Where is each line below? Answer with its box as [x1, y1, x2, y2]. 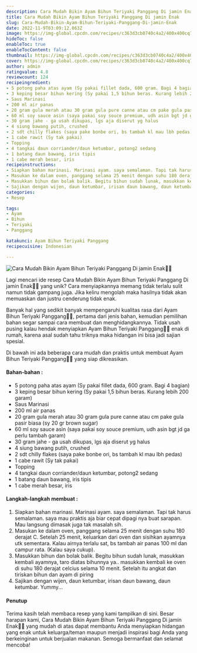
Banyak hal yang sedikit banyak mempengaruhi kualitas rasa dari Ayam [6, 306, 178, 313]
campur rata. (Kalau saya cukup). [14, 546, 96, 553]
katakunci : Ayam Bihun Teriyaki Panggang [6, 238, 109, 244]
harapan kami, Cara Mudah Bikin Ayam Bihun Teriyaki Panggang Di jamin [6, 616, 182, 624]
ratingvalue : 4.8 [6, 69, 49, 75]
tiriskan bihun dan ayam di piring [14, 571, 94, 578]
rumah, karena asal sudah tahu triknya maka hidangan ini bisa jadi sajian [6, 331, 181, 339]
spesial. [6, 337, 25, 344]
